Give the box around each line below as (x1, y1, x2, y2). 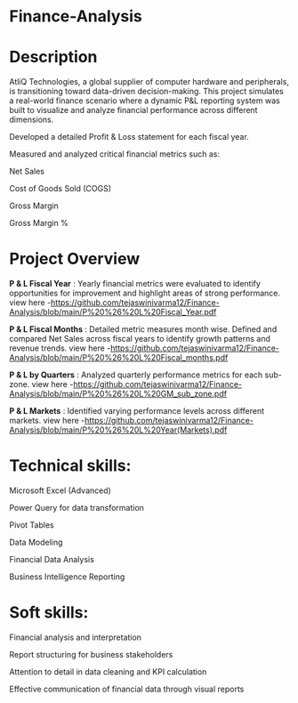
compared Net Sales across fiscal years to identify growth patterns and (9, 334, 271, 344)
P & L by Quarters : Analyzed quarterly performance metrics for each (9, 369, 263, 380)
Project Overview (9, 249, 141, 269)
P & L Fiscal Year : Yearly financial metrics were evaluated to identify (9, 279, 261, 289)
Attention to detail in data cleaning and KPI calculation (9, 666, 207, 677)
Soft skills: (9, 602, 89, 623)
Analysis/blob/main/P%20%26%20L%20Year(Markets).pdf (9, 424, 228, 435)
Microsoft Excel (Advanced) (9, 485, 111, 496)
